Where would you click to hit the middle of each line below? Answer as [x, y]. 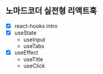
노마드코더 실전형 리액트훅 [51, 11]
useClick [34, 66]
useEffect [26, 52]
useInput [34, 39]
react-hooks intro [36, 25]
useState [25, 33]
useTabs [34, 46]
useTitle [33, 59]
